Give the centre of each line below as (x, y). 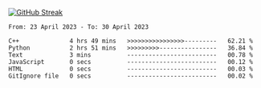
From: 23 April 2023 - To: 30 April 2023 (79, 27)
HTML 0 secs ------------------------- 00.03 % (130, 69)
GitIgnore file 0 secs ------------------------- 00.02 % (130, 76)
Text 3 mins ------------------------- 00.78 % (130, 55)
